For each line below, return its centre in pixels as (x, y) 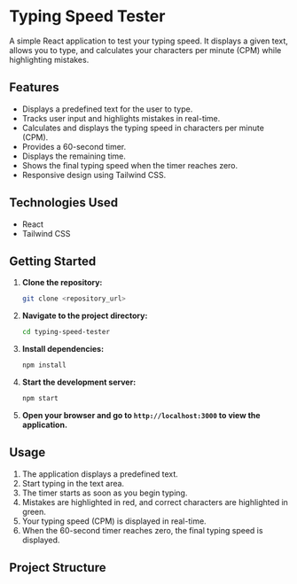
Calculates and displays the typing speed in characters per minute (143, 128)
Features (34, 87)
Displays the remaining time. (74, 156)
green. (34, 511)
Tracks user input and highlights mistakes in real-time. (121, 118)
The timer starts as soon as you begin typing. (105, 493)
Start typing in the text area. (73, 483)
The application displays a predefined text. (100, 474)
